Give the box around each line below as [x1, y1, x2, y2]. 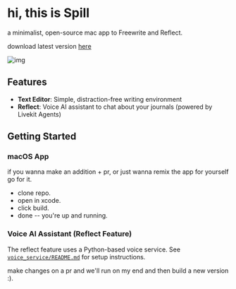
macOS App [7, 152, 49, 162]
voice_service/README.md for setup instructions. [7, 252, 146, 261]
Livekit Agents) [17, 110, 62, 118]
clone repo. [17, 189, 51, 197]
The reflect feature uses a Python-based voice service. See [7, 245, 181, 254]
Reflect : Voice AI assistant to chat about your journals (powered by [17, 102, 213, 111]
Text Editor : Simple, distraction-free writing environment [17, 95, 182, 103]
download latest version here [7, 42, 92, 50]
